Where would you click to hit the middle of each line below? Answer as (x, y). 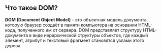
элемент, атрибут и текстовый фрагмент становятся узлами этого (75, 40)
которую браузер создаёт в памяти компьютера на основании (71, 25)
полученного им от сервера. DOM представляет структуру (80, 30)
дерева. (14, 45)
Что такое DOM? (32, 8)
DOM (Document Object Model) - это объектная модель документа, (77, 19)
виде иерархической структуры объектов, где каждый (90, 35)
